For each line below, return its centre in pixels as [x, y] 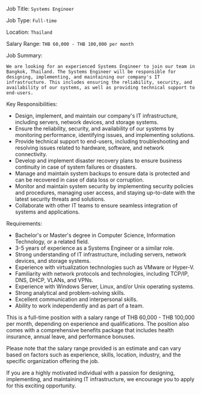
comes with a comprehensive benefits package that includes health [90, 330]
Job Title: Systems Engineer [40, 9]
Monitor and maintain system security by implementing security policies [104, 186]
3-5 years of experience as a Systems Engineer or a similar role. [94, 248]
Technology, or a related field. [52, 242]
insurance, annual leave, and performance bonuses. [71, 337]
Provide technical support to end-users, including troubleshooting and [102, 141]
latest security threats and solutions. [60, 199]
